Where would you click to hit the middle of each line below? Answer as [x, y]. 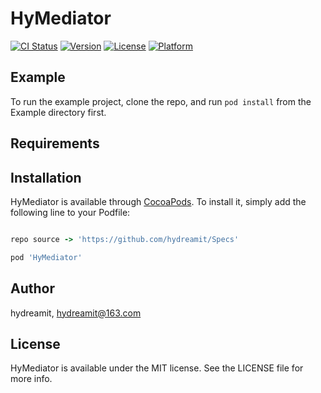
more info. [31, 379]
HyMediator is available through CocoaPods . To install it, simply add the [158, 201]
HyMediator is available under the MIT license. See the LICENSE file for [157, 368]
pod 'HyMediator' [46, 257]
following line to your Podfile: [70, 212]
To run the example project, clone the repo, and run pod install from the [161, 101]
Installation [46, 177]
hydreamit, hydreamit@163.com [76, 313]
